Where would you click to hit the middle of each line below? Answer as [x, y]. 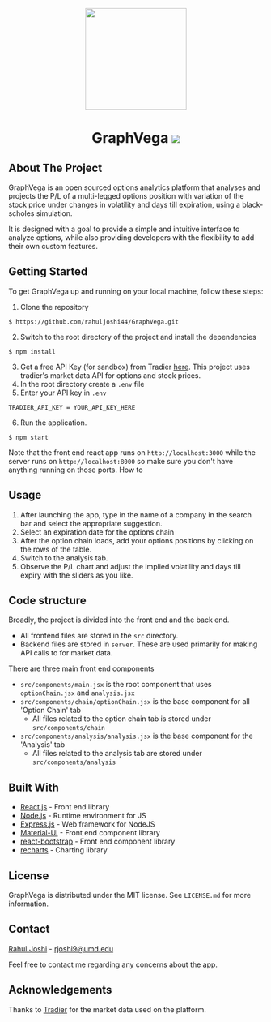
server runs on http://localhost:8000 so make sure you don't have [121, 461]
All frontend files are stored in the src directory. [99, 636]
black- [253, 204]
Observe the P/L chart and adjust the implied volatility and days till [130, 566]
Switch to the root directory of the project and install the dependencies [138, 337]
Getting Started [48, 272]
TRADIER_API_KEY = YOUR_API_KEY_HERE [72, 407]
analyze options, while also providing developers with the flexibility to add [131, 238]
